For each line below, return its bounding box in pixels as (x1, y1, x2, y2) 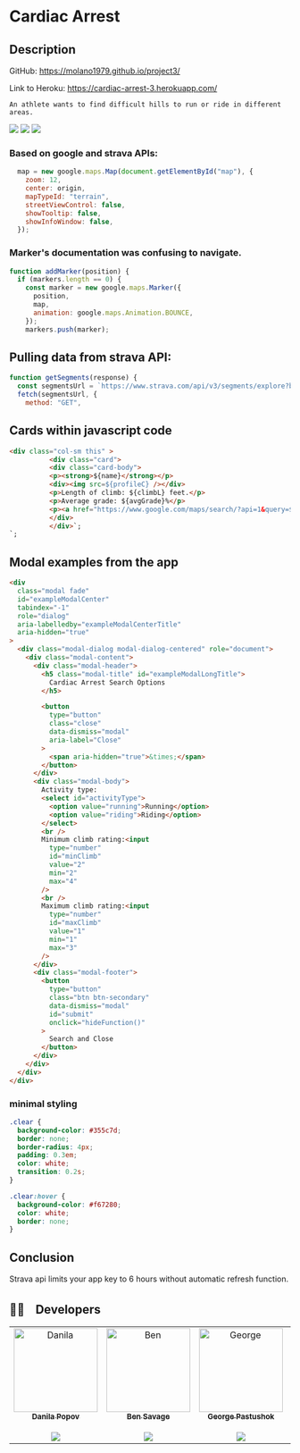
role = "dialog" (17, 611, 70, 620)
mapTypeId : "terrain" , (25, 192, 110, 201)
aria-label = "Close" (48, 735, 122, 744)
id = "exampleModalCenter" (17, 594, 110, 604)
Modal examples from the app (9, 554, 179, 569)
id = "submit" (48, 1010, 94, 1019)
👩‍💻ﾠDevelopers (9, 1302, 101, 1317)
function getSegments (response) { (9, 374, 138, 382)
